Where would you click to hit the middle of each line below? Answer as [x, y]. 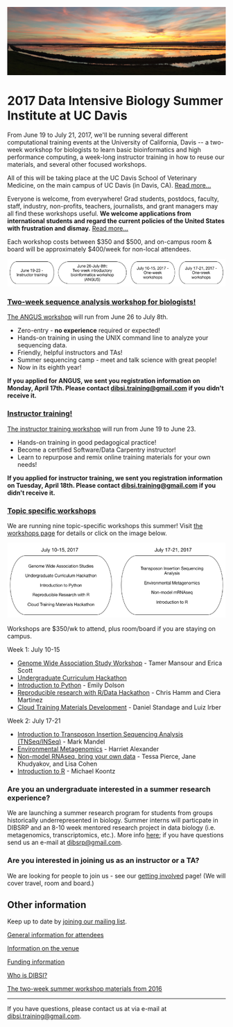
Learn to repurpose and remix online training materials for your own [114, 457]
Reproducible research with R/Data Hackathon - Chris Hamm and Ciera [119, 692]
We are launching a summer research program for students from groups [110, 813]
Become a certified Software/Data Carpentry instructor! [97, 450]
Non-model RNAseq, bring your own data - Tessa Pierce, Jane [106, 756]
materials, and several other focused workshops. [77, 164]
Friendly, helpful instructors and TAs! [70, 353]
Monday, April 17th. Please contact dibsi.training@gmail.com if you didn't [115, 388]
